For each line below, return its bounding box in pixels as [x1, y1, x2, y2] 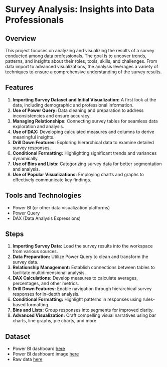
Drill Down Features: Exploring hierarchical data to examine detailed [12, 139, 154, 145]
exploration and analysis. [12, 123, 64, 129]
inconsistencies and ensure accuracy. [12, 112, 91, 118]
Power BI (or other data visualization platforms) [12, 204, 110, 210]
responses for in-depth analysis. [12, 291, 80, 297]
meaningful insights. [12, 134, 55, 140]
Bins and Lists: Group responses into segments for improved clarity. [12, 307, 154, 313]
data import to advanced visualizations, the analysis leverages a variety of [5, 64, 158, 69]
